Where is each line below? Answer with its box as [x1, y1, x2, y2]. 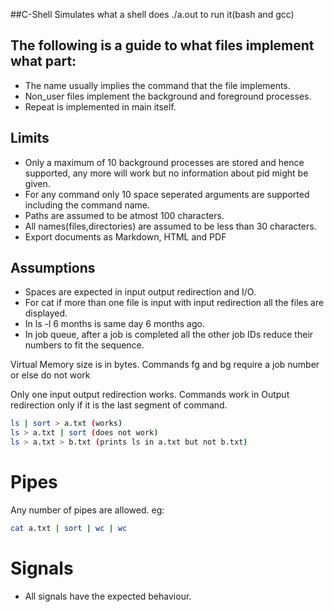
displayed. [24, 307, 68, 319]
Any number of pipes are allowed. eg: [10, 504, 165, 516]
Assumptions [10, 260, 96, 277]
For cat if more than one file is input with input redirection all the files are [24, 297, 325, 309]
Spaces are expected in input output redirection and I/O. [24, 286, 257, 298]
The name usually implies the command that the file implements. [24, 79, 291, 91]
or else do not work [10, 369, 91, 381]
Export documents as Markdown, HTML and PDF [24, 230, 227, 243]
